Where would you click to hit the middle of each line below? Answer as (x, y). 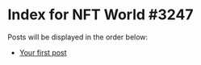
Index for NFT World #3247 (100, 15)
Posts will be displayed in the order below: (78, 37)
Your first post (43, 52)
